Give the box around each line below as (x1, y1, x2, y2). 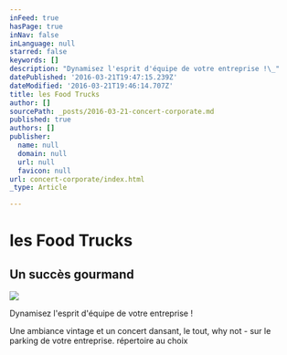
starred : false (9, 47, 68, 57)
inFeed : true (9, 13, 59, 23)
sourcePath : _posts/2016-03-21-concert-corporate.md (9, 107, 215, 116)
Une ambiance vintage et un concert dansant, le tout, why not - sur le (9, 326, 271, 337)
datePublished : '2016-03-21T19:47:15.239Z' (9, 73, 178, 82)
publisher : (9, 132, 51, 141)
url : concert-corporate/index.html (9, 174, 145, 183)
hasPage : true (9, 22, 64, 31)
